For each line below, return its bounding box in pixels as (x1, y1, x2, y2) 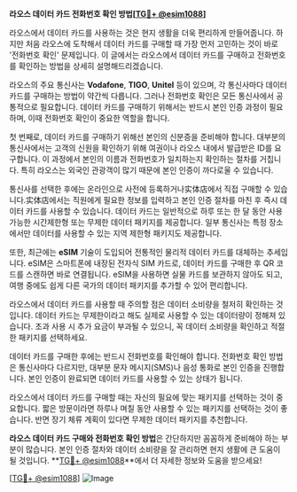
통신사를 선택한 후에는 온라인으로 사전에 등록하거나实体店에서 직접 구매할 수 (9, 184, 272, 194)
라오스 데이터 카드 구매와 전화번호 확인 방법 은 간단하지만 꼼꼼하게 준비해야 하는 (9, 433, 279, 443)
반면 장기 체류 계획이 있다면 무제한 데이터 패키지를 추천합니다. (35, 414, 248, 425)
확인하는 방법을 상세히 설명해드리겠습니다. (18, 61, 164, 71)
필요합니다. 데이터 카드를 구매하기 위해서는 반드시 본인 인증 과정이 (39, 102, 268, 112)
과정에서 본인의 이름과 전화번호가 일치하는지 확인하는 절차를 (51, 154, 258, 164)
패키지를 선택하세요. (18, 332, 88, 342)
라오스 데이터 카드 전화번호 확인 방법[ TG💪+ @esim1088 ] (9, 9, 207, 19)
